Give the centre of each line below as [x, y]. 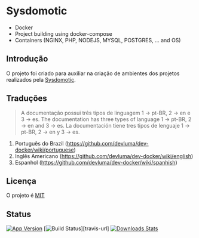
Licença [22, 181]
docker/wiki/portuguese [44, 150]
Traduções [27, 99]
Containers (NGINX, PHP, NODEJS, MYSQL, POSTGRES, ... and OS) [98, 40]
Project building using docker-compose [63, 33]
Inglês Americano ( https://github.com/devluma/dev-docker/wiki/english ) [104, 156]
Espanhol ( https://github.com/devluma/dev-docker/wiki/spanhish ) [96, 162]
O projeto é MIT [25, 196]
